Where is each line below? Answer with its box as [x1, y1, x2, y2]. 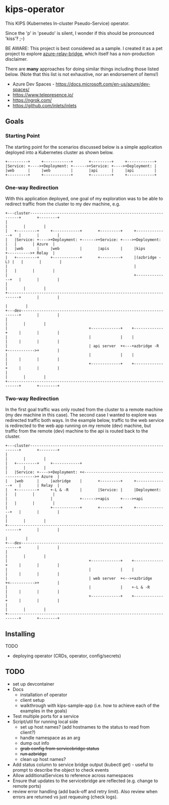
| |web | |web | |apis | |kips [5, 246, 145, 251]
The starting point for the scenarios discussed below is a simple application [5, 144, 162, 150]
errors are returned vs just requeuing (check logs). [12, 793, 118, 800]
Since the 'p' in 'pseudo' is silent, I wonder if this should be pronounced [5, 30, 154, 36]
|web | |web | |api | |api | [5, 168, 157, 173]
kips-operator [5, 4, 65, 15]
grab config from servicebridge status [20, 745, 99, 751]
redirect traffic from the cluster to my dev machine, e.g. [5, 201, 121, 207]
